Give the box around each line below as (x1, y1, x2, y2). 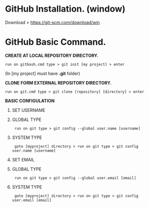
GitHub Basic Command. (5, 36, 106, 48)
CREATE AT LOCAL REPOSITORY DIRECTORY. (5, 52, 99, 58)
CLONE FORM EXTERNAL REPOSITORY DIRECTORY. (5, 80, 112, 86)
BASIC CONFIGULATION (5, 98, 55, 103)
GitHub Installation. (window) (5, 3, 126, 15)
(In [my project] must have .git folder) (5, 70, 81, 76)
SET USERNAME (12, 107, 46, 113)
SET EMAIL (12, 156, 35, 162)
